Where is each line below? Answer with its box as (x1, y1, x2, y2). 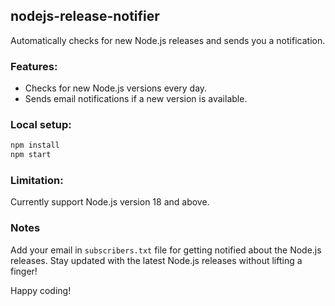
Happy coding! (10, 284, 72, 296)
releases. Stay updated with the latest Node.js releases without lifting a (10, 254, 303, 266)
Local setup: (10, 118, 72, 132)
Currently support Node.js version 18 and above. (10, 196, 210, 208)
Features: (10, 59, 58, 73)
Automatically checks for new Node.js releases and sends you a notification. (10, 34, 326, 46)
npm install (10, 140, 60, 151)
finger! (10, 265, 38, 277)
